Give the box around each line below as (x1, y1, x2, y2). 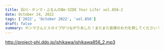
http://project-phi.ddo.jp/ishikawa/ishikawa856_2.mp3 (5, 39, 116, 45)
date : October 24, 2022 (5, 12, 54, 17)
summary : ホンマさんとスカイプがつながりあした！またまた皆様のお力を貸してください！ (5, 26, 161, 31)
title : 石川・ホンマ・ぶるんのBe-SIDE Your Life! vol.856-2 (5, 7, 123, 12)
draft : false (5, 21, 32, 26)
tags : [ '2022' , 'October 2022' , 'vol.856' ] (5, 16, 96, 21)
